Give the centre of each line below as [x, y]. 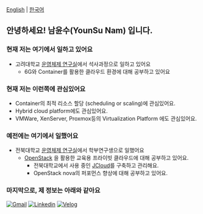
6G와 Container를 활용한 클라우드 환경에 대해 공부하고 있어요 [97, 71]
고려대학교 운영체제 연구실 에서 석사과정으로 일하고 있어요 [83, 64]
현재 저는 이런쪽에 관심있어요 [46, 89]
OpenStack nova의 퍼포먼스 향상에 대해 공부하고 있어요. [100, 173]
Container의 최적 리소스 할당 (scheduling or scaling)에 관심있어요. [95, 103]
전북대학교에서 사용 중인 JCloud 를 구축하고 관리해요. [96, 166]
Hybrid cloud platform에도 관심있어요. [61, 111]
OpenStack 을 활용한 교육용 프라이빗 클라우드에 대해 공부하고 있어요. [106, 158]
